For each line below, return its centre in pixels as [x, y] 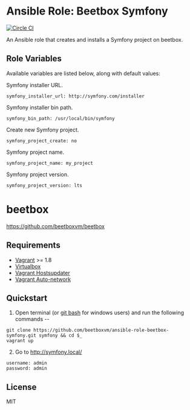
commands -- [32, 319]
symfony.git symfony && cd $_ [44, 336]
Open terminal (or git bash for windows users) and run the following [100, 312]
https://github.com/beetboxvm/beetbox [55, 226]
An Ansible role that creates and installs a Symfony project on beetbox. [95, 39]
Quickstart [27, 298]
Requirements [33, 246]
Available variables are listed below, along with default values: [83, 73]
